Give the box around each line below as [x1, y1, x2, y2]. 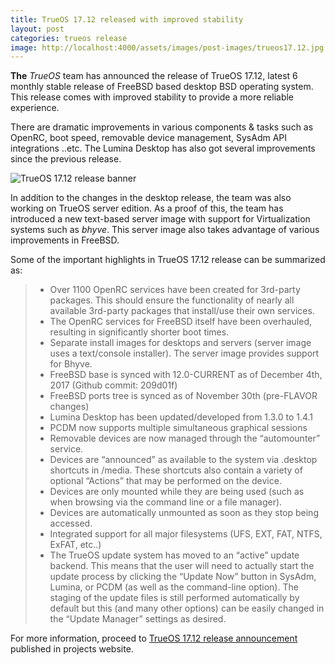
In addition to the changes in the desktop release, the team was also [10, 192, 292, 204]
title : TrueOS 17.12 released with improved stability [10, 14, 244, 25]
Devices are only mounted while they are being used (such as [49, 486, 305, 498]
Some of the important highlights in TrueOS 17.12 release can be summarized [10, 254, 326, 266]
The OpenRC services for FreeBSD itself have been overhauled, [49, 316, 313, 328]
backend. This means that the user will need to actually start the [49, 560, 315, 572]
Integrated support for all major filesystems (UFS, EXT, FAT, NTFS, [49, 528, 323, 540]
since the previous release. [10, 153, 122, 165]
